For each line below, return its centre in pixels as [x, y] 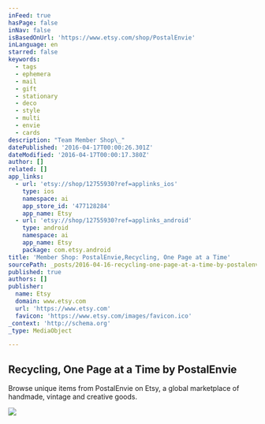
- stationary [37, 96]
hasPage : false [33, 23]
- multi [28, 118]
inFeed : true [30, 15]
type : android [45, 228]
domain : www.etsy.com [51, 301]
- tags [26, 67]
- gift [26, 89]
